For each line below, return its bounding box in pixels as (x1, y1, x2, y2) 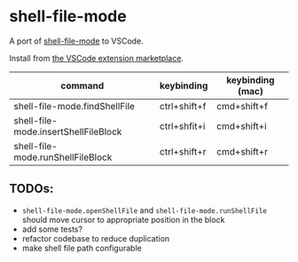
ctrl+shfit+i (159, 120, 206, 132)
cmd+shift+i (216, 120, 268, 132)
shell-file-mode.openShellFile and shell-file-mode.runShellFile (21, 204, 268, 215)
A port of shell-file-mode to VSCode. (9, 36, 144, 46)
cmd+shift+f (216, 99, 269, 112)
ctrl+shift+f (159, 99, 207, 112)
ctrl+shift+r (159, 145, 207, 157)
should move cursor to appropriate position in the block (21, 214, 225, 225)
